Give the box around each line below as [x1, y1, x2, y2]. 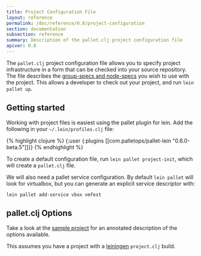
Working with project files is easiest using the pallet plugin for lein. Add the [6, 119, 193, 126]
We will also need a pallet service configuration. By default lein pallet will [6, 173, 194, 181]
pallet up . [6, 85, 33, 92]
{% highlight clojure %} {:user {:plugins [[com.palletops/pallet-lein [6, 137, 171, 144]
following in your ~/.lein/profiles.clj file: [6, 125, 114, 132]
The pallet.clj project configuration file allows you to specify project [6, 59, 181, 67]
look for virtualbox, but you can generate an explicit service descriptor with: [6, 180, 196, 187]
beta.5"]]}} [6, 143, 33, 150]
